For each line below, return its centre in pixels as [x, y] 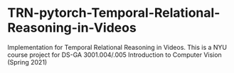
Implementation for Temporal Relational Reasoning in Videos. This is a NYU [117, 47]
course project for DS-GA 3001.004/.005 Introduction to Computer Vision [115, 55]
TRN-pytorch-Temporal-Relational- [114, 13]
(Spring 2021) [27, 62]
